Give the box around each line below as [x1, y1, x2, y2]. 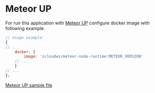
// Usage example [5, 35, 43, 40]
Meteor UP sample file [5, 82, 53, 88]
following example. [5, 25, 45, 31]
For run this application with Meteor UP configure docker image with [5, 20, 150, 26]
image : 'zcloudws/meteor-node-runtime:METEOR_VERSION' [24, 54, 144, 59]
